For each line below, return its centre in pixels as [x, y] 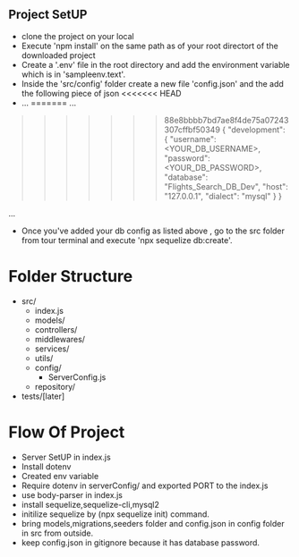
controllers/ [56, 329]
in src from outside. [57, 533]
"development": [256, 130]
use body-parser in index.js [72, 494]
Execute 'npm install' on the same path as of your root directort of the [149, 46]
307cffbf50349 [192, 130]
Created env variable [60, 476]
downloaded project [58, 55]
